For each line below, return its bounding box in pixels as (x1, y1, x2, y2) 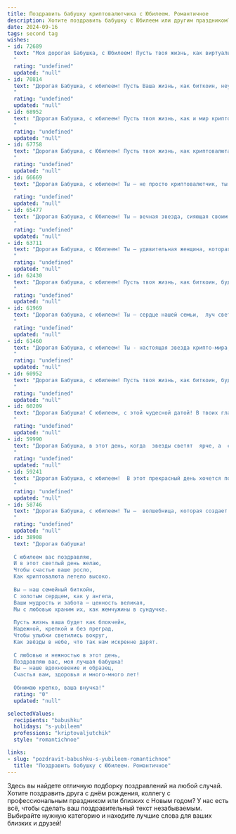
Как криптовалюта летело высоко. (13, 573, 112, 581)
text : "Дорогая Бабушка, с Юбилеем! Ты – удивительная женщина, (13, 246, 206, 253)
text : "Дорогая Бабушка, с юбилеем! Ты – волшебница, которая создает (13, 507, 228, 514)
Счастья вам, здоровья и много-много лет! (13, 671, 140, 678)
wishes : (7, 37, 30, 44)
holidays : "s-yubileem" (13, 723, 83, 731)
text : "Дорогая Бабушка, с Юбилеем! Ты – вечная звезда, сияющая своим (13, 213, 228, 220)
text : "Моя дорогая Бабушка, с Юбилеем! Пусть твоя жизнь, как (13, 50, 202, 57)
